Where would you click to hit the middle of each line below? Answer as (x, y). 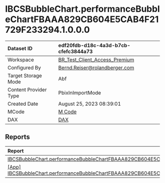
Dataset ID (20, 48)
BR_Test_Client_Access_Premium (96, 60)
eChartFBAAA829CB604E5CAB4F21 (82, 19)
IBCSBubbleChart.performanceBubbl (82, 9)
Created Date (23, 104)
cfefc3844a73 (76, 51)
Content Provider (27, 90)
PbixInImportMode (80, 92)
